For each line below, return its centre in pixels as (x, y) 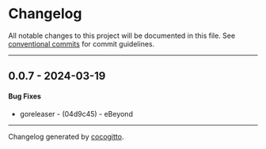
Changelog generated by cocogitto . (66, 136)
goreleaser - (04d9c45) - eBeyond (76, 114)
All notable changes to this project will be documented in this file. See (122, 35)
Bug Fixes (25, 96)
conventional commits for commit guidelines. (82, 43)
